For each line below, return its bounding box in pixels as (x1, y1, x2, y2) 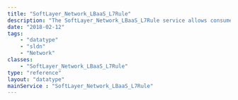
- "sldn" (20, 43, 46, 50)
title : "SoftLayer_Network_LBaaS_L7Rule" (7, 10, 132, 18)
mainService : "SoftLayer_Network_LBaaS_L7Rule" (7, 82, 154, 89)
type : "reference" (7, 69, 62, 76)
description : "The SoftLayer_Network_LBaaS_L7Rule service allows (7, 17, 208, 24)
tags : (7, 30, 23, 37)
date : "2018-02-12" (7, 23, 65, 30)
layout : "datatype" (7, 75, 65, 83)
